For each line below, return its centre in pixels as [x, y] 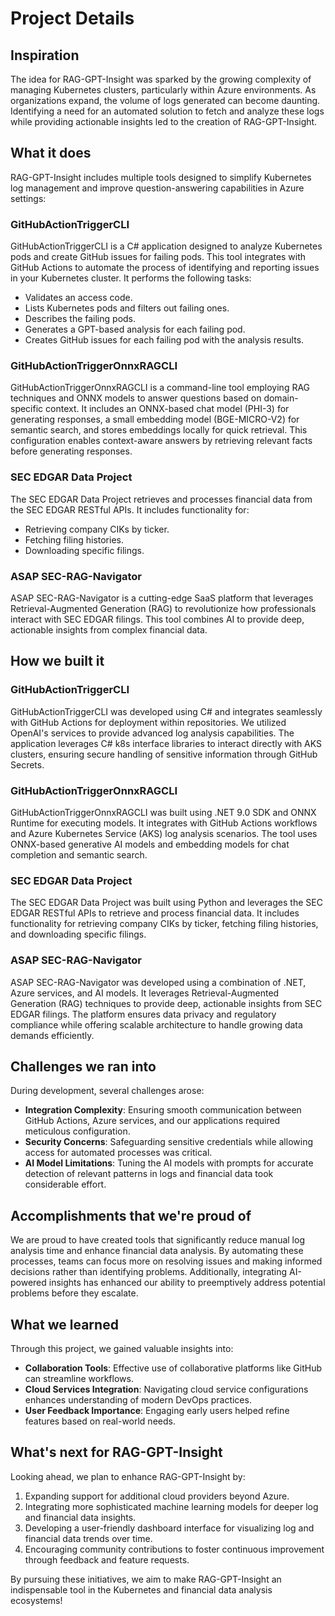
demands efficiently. [52, 1035]
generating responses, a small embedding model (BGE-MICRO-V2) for [155, 419]
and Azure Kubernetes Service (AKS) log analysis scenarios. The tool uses [164, 833]
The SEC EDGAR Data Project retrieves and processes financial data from [161, 499]
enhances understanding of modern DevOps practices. [138, 1400]
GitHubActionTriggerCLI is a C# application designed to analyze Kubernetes [166, 246]
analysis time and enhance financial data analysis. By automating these [157, 1251]
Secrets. [27, 764]
